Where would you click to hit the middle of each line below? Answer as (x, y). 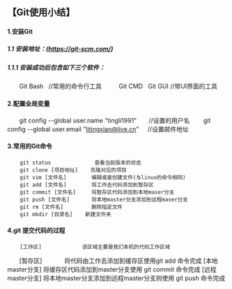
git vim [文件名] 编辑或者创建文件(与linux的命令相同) (103, 177)
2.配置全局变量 (29, 104)
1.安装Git (20, 31)
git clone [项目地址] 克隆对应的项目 (73, 170)
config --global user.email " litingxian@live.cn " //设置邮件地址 (98, 129)
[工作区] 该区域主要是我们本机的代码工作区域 (95, 247)
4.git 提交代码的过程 (36, 231)
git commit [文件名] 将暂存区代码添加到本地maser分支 (97, 192)
